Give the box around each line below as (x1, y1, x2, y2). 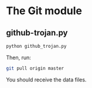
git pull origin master (6, 65, 64, 71)
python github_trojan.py (6, 43, 67, 49)
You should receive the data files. (6, 76, 87, 83)
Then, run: (6, 54, 31, 61)
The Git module (6, 4, 82, 18)
